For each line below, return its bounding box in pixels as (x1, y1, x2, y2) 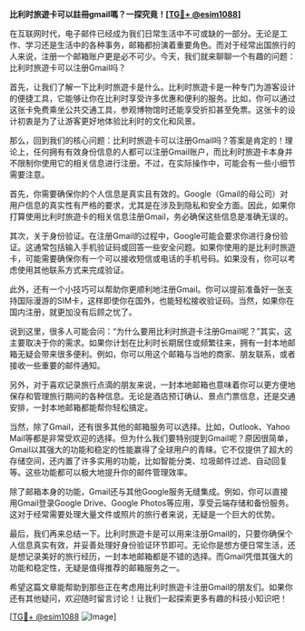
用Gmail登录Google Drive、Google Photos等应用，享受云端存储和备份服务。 (9, 497, 294, 508)
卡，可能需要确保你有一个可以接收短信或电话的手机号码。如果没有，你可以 (9, 254, 288, 264)
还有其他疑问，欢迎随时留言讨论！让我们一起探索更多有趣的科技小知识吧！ (9, 593, 288, 604)
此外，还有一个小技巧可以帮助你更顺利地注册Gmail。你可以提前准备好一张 (9, 284, 286, 295)
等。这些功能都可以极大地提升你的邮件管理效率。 (9, 467, 192, 477)
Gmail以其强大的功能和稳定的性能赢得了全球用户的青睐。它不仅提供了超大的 (9, 445, 293, 455)
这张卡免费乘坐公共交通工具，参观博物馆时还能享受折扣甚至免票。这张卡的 (9, 105, 288, 115)
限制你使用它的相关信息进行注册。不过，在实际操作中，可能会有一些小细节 (16, 158, 296, 168)
